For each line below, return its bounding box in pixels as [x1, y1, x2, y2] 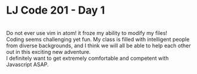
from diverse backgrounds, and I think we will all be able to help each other [6, 42, 191, 49]
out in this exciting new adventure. [6, 48, 91, 55]
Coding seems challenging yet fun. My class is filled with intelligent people [6, 36, 190, 43]
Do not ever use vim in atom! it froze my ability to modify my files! [6, 29, 168, 36]
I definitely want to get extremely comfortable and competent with [6, 54, 169, 62]
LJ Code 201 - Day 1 [6, 4, 106, 17]
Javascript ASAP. [6, 60, 49, 68]
